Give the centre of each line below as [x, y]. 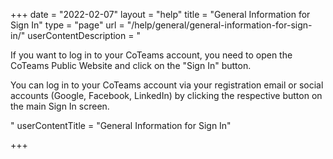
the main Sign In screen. [60, 106]
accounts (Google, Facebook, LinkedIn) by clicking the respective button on [166, 95]
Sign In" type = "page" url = [67, 25]
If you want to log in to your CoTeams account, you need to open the [151, 55]
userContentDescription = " [84, 35]
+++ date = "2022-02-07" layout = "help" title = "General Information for [160, 14]
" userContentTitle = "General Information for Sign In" [121, 125]
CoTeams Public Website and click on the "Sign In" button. [131, 65]
